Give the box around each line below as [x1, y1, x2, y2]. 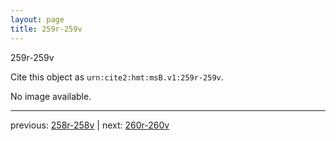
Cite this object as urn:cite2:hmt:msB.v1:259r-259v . [10, 71, 224, 83]
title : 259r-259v [10, 24, 83, 34]
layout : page [10, 14, 65, 25]
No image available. [10, 90, 92, 102]
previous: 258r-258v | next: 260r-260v [10, 119, 170, 131]
